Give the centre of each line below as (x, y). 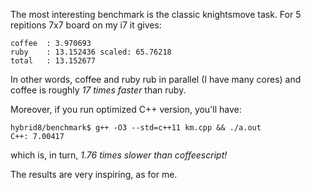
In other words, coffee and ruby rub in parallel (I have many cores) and (156, 79)
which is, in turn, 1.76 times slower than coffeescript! (119, 155)
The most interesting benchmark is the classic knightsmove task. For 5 (156, 14)
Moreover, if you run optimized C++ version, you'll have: (126, 109)
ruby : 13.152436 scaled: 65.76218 (91, 52)
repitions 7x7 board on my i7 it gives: (86, 25)
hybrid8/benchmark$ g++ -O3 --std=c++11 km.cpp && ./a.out (136, 128)
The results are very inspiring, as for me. (94, 174)
